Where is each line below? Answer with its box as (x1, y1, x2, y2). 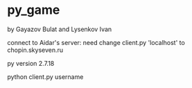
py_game (7, 2, 60, 18)
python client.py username (7, 72, 84, 81)
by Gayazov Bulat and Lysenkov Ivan (7, 25, 112, 33)
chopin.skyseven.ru (7, 46, 64, 54)
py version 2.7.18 (7, 59, 55, 67)
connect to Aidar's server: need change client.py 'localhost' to (7, 38, 185, 46)
